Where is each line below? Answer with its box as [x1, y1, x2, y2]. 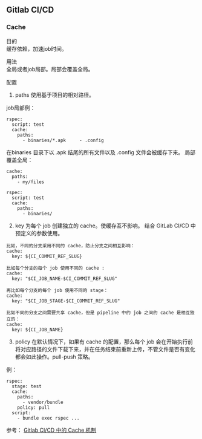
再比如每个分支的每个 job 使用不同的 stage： [6, 287, 108, 293]
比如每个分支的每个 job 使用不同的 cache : [6, 265, 105, 271]
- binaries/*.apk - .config [22, 137, 104, 143]
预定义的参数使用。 [15, 229, 64, 236]
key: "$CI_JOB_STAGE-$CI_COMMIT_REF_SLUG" [11, 298, 120, 304]
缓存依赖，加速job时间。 [6, 45, 68, 52]
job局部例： [6, 104, 36, 111]
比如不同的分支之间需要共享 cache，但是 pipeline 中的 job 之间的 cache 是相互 [6, 310, 191, 316]
